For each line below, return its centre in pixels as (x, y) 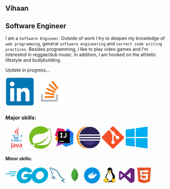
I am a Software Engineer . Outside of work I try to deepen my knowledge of (85, 39)
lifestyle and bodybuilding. (33, 60)
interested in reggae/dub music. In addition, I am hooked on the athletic (81, 55)
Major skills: (21, 118)
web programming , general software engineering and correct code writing (84, 44)
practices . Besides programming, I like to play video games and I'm (77, 49)
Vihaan (17, 8)
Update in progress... (28, 70)
